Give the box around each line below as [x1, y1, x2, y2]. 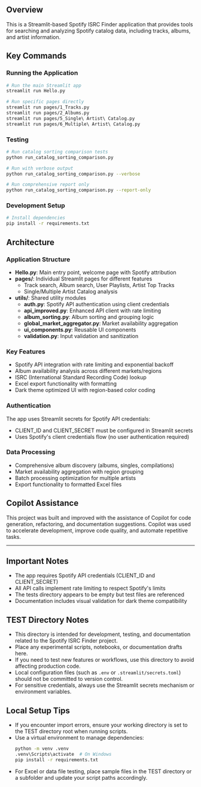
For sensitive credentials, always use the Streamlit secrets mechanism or [14, 682, 194, 689]
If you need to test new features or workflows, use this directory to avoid [14, 656, 194, 664]
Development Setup [6, 201, 65, 210]
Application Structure [6, 255, 71, 263]
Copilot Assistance [6, 498, 79, 508]
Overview [6, 5, 44, 15]
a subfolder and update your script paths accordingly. [14, 774, 148, 781]
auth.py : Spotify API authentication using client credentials [23, 300, 169, 307]
